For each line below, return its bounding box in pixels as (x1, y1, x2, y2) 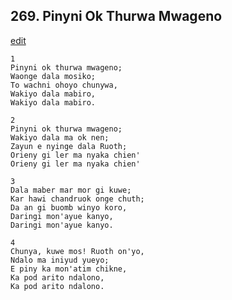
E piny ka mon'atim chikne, (10, 264, 128, 274)
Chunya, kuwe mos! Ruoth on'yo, (10, 246, 145, 256)
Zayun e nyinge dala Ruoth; (10, 141, 128, 151)
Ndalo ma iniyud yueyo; (10, 255, 110, 265)
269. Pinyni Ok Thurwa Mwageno (10, 8, 223, 25)
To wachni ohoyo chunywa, (10, 80, 118, 90)
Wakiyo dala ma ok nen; (10, 132, 110, 143)
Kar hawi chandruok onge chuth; (10, 194, 145, 204)
